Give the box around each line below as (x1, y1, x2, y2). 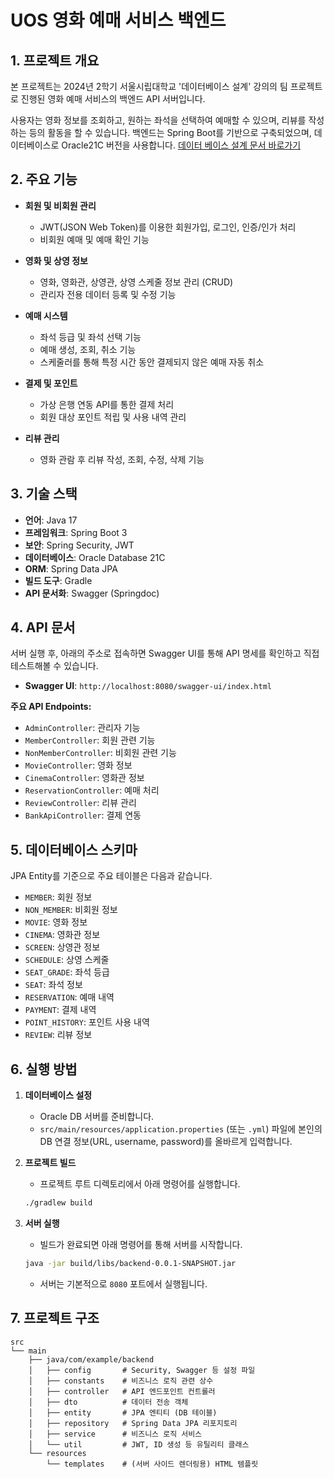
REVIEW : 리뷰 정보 (24, 1029, 93, 1041)
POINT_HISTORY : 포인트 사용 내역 (24, 1016, 150, 1028)
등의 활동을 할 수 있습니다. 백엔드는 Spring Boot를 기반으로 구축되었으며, (28, 127, 312, 138)
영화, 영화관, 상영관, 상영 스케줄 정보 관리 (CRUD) (39, 276, 234, 288)
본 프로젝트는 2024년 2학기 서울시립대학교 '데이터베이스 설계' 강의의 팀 (10, 81, 288, 92)
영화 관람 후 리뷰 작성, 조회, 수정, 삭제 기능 (39, 453, 205, 465)
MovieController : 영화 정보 (24, 759, 133, 771)
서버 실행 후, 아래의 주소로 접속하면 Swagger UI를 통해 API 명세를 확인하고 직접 (10, 647, 320, 660)
